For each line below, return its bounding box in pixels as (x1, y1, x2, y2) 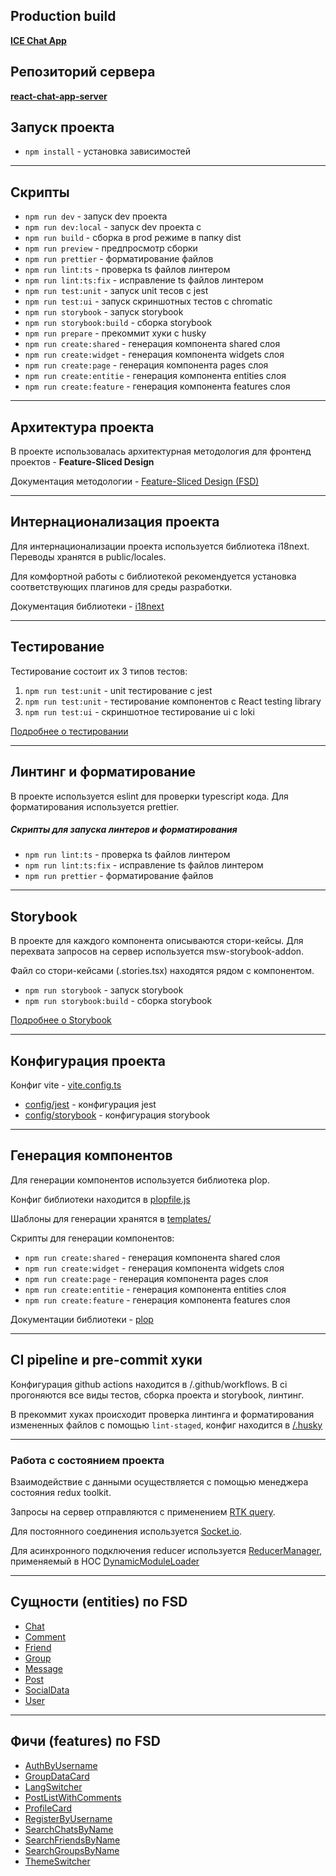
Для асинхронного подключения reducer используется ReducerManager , (10, 1545, 323, 1557)
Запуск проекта (10, 119, 115, 136)
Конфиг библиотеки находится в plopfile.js (10, 1193, 191, 1205)
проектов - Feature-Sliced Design (10, 456, 155, 468)
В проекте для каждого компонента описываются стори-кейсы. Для (10, 935, 304, 947)
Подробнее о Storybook (10, 1014, 112, 1026)
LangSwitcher (24, 1780, 83, 1793)
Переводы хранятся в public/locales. (10, 550, 167, 563)
